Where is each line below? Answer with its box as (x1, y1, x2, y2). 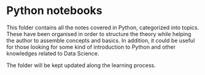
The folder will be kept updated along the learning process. (6, 62, 157, 69)
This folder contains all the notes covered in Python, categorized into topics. (6, 24, 199, 31)
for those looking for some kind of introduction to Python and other (6, 43, 176, 51)
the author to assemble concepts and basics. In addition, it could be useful (6, 37, 195, 44)
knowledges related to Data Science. (6, 49, 99, 57)
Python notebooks (6, 4, 102, 18)
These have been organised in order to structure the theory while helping (6, 30, 191, 37)
